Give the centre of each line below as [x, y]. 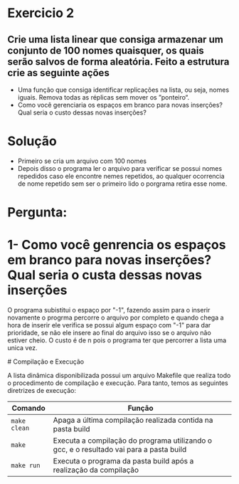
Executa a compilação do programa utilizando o [132, 441]
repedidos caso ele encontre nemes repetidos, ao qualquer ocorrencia [121, 176]
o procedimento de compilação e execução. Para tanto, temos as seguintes [118, 383]
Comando [29, 409]
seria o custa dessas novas [120, 275]
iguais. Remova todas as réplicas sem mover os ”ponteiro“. [103, 97]
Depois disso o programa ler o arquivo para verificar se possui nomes [120, 168]
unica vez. [22, 348]
